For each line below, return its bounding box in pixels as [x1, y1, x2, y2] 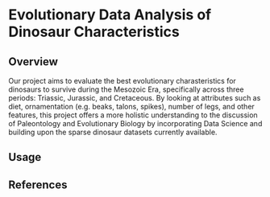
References [8, 178, 68, 191]
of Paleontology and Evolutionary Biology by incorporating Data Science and [8, 119, 263, 128]
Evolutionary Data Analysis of [8, 6, 212, 24]
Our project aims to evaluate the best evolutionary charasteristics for [8, 76, 236, 85]
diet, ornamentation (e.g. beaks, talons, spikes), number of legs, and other [8, 102, 255, 111]
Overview [8, 55, 59, 68]
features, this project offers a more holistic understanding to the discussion [8, 110, 258, 120]
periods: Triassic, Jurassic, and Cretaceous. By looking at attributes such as [8, 93, 261, 102]
